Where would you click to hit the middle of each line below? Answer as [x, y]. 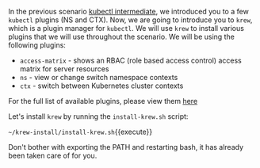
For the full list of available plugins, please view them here [103, 101]
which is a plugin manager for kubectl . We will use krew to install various [126, 28]
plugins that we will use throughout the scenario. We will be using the [122, 36]
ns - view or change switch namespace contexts [99, 77]
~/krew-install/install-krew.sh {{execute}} [80, 132]
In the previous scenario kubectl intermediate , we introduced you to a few [129, 11]
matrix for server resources [64, 69]
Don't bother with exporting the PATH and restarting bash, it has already [126, 147]
